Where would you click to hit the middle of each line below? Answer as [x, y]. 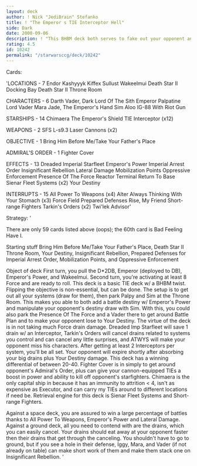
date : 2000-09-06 [27, 33]
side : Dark [19, 28]
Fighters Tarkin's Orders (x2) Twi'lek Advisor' [76, 207]
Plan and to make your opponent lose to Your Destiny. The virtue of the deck [98, 320]
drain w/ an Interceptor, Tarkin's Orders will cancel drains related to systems [98, 333]
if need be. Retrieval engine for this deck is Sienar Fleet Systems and [89, 395]
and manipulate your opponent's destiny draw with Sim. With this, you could [98, 308]
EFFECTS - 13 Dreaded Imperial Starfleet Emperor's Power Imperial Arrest [95, 164]
